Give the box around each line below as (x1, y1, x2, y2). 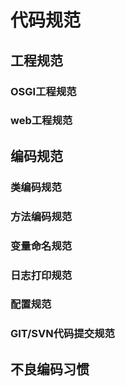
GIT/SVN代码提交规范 (10, 327, 115, 341)
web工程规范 (10, 114, 73, 128)
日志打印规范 (10, 268, 73, 282)
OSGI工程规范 (10, 84, 77, 98)
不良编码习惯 (10, 361, 90, 378)
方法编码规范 (10, 209, 73, 223)
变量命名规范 (10, 239, 73, 253)
